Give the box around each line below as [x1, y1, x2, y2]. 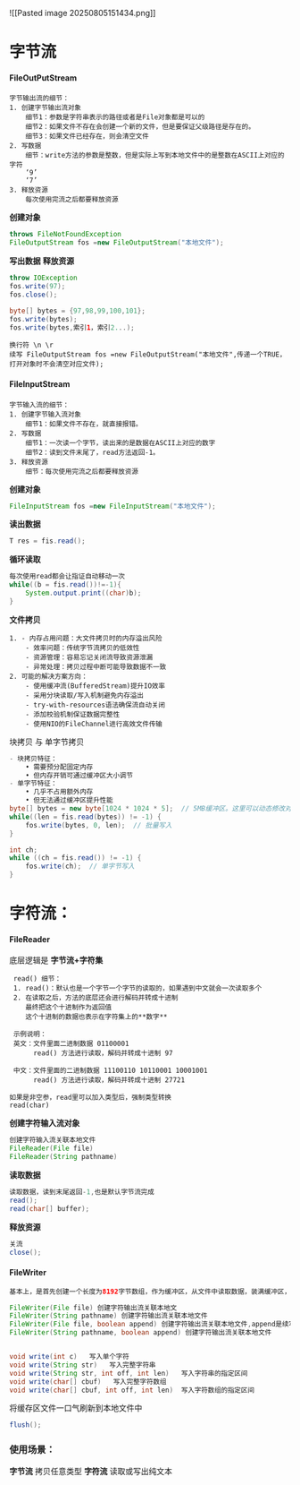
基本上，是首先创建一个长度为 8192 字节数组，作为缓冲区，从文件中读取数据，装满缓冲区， [9, 1287, 292, 1296]
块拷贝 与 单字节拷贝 [9, 736, 85, 747]
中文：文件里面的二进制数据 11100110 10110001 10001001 [12, 1066, 208, 1076]
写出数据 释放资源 [9, 255, 74, 267]
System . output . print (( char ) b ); [25, 588, 142, 598]
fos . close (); [9, 290, 58, 299]
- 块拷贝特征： [9, 754, 58, 763]
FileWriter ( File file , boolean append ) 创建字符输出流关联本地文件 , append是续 [9, 1320, 289, 1329]
